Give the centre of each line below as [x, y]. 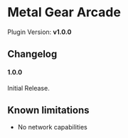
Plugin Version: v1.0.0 [40, 32]
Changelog [32, 54]
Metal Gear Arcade [64, 12]
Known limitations [48, 110]
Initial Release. [28, 88]
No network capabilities [52, 127]
